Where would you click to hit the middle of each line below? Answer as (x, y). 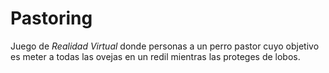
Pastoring (51, 18)
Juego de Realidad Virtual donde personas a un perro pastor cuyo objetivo (165, 46)
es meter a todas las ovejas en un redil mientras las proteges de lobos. (155, 56)
